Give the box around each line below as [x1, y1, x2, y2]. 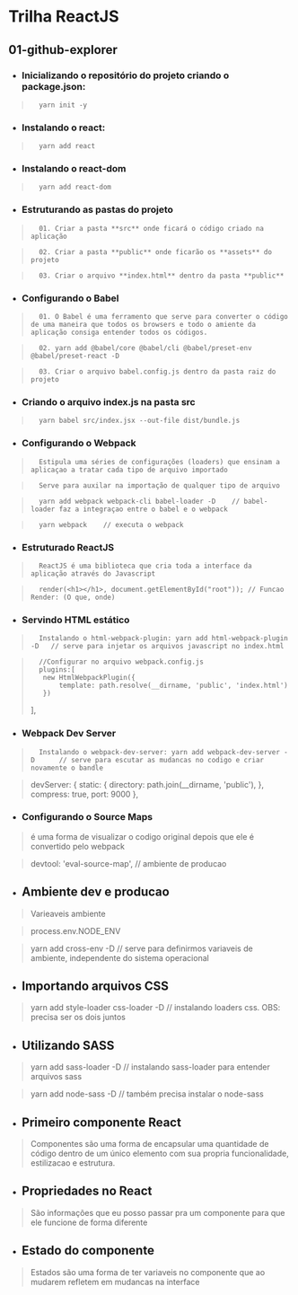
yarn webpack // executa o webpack [39, 520, 184, 529]
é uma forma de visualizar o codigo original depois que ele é [30, 831, 255, 841]
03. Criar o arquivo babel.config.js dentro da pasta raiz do [39, 367, 276, 376]
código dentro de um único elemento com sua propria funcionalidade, [30, 1148, 289, 1159]
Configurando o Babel [21, 292, 119, 304]
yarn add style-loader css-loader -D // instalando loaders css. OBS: [30, 1002, 281, 1013]
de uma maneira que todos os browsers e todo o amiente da [30, 321, 257, 330]
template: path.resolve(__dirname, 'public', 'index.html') [58, 681, 288, 691]
